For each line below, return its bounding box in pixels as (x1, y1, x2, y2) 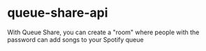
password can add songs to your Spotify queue (7, 35, 145, 43)
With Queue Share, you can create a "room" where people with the (7, 28, 200, 36)
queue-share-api (7, 5, 108, 21)
